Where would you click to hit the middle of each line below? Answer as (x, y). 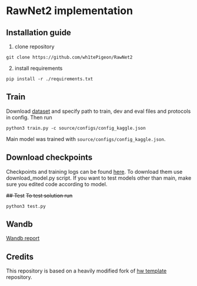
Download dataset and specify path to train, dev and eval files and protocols (98, 111)
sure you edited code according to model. (57, 184)
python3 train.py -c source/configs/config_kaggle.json (76, 128)
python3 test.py (26, 206)
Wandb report (23, 238)
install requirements (39, 68)
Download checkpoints (49, 158)
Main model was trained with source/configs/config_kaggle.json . (86, 139)
